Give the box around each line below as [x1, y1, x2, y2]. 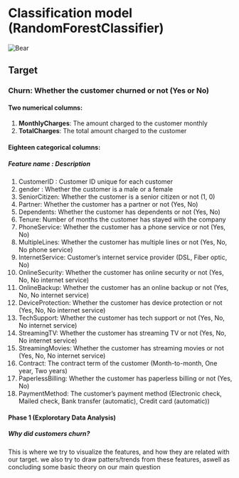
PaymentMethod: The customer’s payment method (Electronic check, [18, 390, 223, 398]
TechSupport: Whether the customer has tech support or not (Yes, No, [18, 313, 225, 322]
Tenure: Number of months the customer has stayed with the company [18, 215, 226, 224]
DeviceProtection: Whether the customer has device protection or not [18, 298, 223, 307]
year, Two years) [18, 367, 68, 375]
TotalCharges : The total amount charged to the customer [18, 127, 187, 135]
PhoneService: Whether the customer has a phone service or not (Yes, [18, 223, 226, 232]
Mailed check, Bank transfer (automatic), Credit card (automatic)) [18, 397, 211, 405]
